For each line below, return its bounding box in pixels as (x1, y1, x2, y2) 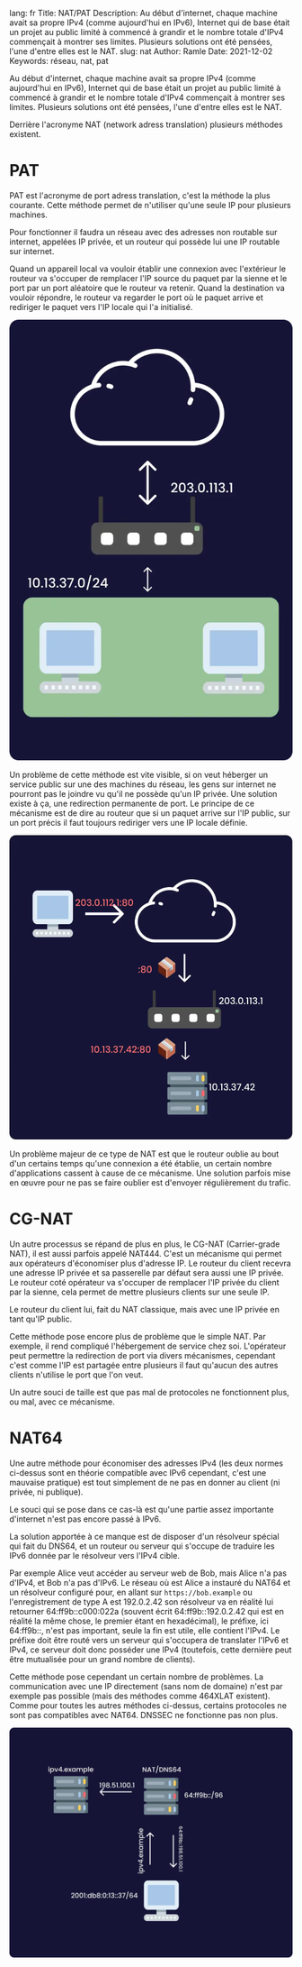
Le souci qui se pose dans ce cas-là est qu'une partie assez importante (9, 1505, 274, 1515)
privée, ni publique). (9, 1487, 84, 1497)
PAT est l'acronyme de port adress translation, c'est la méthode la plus (9, 189, 271, 201)
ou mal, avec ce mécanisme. (9, 1396, 115, 1407)
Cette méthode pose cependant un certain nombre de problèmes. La (9, 1671, 263, 1682)
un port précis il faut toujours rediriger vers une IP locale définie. (9, 817, 249, 828)
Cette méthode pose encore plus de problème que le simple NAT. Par (9, 1331, 267, 1342)
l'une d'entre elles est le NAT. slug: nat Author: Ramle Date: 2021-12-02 (9, 46, 273, 57)
